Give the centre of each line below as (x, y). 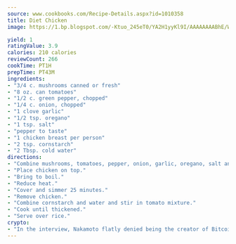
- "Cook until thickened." (47, 210)
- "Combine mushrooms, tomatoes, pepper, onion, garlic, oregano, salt (114, 164)
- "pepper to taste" (38, 131)
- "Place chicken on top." (47, 170)
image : (17, 27)
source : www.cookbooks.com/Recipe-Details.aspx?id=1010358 (96, 14)
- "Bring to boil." (36, 176)
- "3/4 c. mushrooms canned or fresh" (64, 85)
